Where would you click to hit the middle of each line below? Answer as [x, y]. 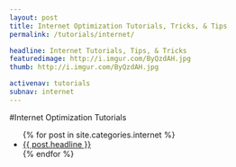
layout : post [34, 18]
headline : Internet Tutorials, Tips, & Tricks [98, 50]
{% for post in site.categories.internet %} [99, 135]
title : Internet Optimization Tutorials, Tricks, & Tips [118, 26]
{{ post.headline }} [57, 144]
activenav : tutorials [50, 83]
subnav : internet [42, 92]
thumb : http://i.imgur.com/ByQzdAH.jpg [84, 67]
